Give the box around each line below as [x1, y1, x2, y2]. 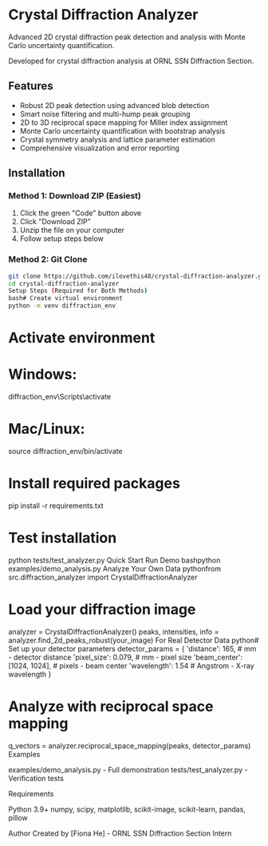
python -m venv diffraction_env [8, 302, 116, 310]
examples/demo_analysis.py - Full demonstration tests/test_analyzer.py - [8, 764, 248, 774]
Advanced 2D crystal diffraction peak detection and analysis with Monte [8, 32, 246, 42]
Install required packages [8, 475, 181, 493]
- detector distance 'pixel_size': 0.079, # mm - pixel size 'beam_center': [8, 652, 243, 662]
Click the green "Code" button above [19, 208, 142, 218]
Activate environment [8, 329, 156, 347]
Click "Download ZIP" [19, 217, 92, 227]
